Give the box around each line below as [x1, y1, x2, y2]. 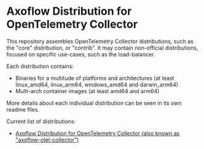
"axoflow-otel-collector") [15, 136, 79, 143]
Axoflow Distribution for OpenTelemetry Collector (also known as [15, 129, 180, 137]
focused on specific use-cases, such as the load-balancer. [6, 50, 155, 58]
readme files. [6, 105, 40, 113]
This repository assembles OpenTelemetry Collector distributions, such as [6, 37, 194, 45]
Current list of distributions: [6, 118, 76, 125]
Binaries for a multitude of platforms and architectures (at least [15, 74, 175, 82]
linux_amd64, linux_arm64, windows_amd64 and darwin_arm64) [15, 81, 179, 88]
